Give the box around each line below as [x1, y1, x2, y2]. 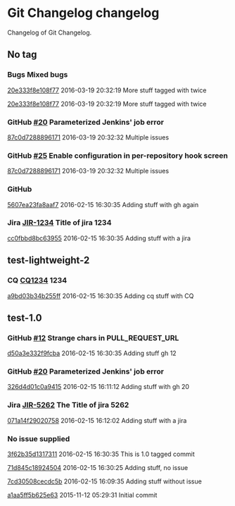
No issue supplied [7, 433, 70, 443]
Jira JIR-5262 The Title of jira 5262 [7, 400, 129, 410]
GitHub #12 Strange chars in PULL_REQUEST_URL [7, 333, 179, 343]
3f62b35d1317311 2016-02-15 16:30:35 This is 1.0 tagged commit [7, 450, 195, 459]
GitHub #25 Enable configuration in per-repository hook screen [7, 150, 229, 160]
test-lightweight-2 [7, 254, 90, 266]
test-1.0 [7, 311, 42, 323]
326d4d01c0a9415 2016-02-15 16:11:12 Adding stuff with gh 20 [7, 383, 190, 391]
